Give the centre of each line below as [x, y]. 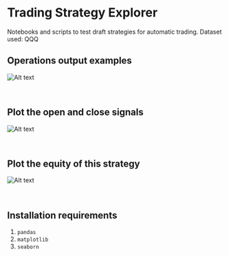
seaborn [28, 247]
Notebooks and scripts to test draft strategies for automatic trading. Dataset [115, 32]
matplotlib [33, 240]
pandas [26, 233]
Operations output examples [69, 61]
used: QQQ [23, 39]
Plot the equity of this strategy [74, 163]
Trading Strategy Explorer [83, 13]
